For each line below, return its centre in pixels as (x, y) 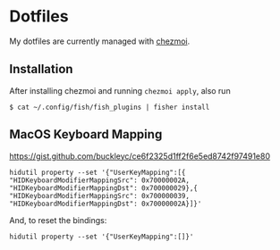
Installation (41, 69)
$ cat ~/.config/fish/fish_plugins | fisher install (110, 107)
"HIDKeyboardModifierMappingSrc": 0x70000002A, (100, 180)
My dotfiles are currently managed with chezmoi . (100, 41)
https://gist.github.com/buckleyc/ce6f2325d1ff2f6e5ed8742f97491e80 (140, 156)
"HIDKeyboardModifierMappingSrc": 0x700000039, (100, 196)
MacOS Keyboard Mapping (86, 134)
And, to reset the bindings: (58, 220)
